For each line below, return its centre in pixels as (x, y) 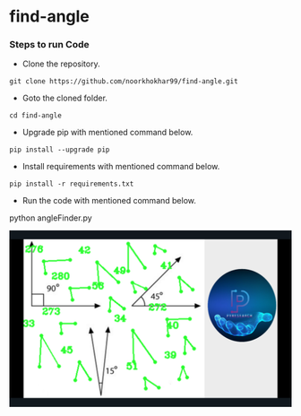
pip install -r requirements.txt (72, 184)
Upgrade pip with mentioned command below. (107, 133)
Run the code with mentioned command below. (109, 201)
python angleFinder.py (51, 218)
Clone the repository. (61, 64)
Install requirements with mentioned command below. (121, 167)
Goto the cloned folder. (64, 98)
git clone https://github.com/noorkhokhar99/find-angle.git (124, 82)
